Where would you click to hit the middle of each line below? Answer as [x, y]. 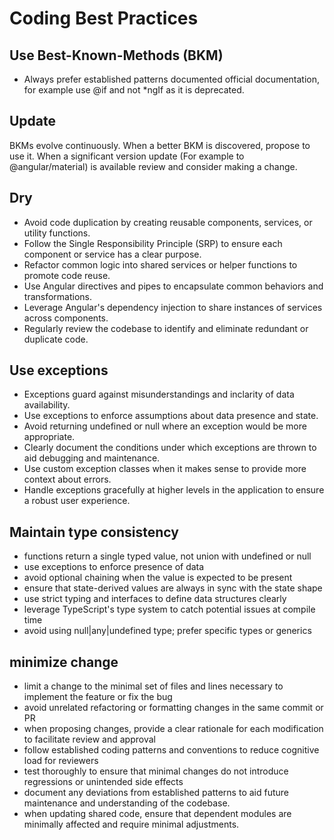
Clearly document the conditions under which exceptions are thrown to [170, 448]
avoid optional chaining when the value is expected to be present [158, 578]
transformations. [58, 296]
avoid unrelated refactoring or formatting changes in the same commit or [173, 708]
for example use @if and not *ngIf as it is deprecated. [134, 90]
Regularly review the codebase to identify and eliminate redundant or [166, 328]
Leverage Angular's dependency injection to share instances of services [173, 307]
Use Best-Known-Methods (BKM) [116, 55]
